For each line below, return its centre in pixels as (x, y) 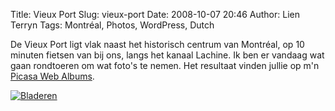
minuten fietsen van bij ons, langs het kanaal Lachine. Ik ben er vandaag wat (167, 55)
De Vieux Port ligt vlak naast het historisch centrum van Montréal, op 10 (157, 44)
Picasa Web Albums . (52, 76)
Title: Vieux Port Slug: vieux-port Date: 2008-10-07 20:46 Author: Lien (155, 14)
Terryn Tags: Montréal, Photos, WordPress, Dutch (112, 25)
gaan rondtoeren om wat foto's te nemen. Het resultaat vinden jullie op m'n (165, 65)
